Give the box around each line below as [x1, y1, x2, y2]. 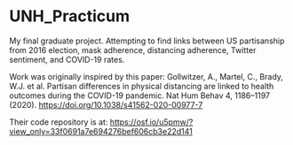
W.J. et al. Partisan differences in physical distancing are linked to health [9, 80, 274, 91]
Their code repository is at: [9, 117, 108, 127]
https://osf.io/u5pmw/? [109, 117, 194, 127]
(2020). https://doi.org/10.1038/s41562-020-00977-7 [9, 99, 203, 110]
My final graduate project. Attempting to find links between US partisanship [9, 35, 285, 46]
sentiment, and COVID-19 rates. [9, 54, 125, 65]
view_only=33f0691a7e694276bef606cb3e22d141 [9, 126, 193, 136]
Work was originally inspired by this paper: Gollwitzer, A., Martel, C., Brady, [9, 71, 284, 81]
